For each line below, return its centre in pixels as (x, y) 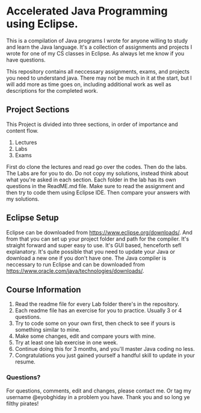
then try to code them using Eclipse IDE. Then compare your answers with (98, 192)
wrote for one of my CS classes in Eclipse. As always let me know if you (95, 53)
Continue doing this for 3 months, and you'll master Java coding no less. (105, 349)
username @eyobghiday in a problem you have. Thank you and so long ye (98, 397)
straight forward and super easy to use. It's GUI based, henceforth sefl (94, 245)
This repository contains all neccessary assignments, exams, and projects (98, 71)
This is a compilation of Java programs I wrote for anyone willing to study (97, 40)
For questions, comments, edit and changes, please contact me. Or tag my (99, 391)
